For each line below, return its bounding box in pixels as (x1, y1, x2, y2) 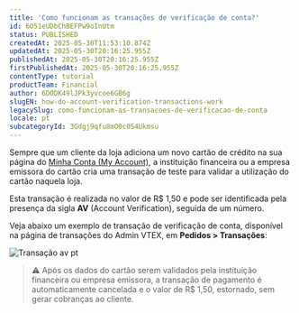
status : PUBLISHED (9, 30, 78, 39)
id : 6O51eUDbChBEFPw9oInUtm (9, 22, 115, 31)
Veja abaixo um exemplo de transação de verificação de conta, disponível (9, 220, 284, 231)
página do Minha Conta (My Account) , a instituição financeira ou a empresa (9, 157, 290, 167)
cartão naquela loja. (9, 176, 83, 186)
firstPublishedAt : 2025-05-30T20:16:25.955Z (9, 64, 179, 73)
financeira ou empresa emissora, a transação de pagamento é (31, 274, 263, 285)
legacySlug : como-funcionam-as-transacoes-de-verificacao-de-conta (9, 106, 268, 115)
